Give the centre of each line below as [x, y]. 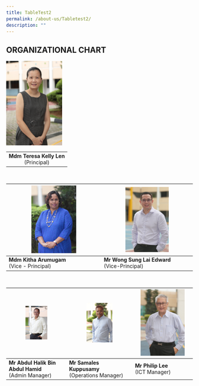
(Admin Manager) [30, 375]
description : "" [26, 25]
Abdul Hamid [25, 369]
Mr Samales [84, 362]
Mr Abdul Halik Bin [32, 362]
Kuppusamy [84, 369]
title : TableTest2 [29, 12]
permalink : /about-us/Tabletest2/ [49, 19]
